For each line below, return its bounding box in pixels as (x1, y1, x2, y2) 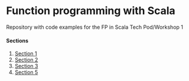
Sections (6, 37, 28, 44)
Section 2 (14, 56, 38, 63)
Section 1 (14, 50, 37, 57)
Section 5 (14, 69, 38, 76)
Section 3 (14, 63, 38, 70)
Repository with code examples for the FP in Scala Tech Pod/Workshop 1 (6, 23, 183, 31)
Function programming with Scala (6, 4, 175, 18)
